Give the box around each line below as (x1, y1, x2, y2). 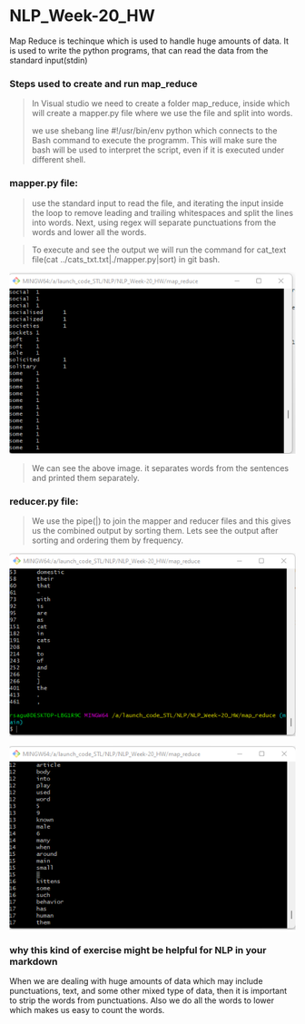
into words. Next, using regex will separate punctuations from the (31, 217, 277, 228)
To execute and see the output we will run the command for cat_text (31, 244, 287, 255)
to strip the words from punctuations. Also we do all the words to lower (9, 995, 275, 1006)
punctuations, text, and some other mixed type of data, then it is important (9, 985, 288, 996)
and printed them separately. (31, 472, 141, 483)
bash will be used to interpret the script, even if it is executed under (31, 144, 284, 155)
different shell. (31, 154, 86, 165)
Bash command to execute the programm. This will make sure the (31, 135, 278, 146)
